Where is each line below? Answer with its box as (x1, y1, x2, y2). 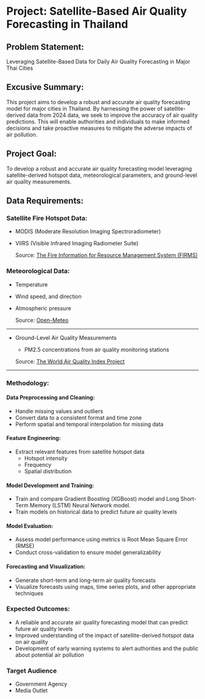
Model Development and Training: (6, 482, 95, 489)
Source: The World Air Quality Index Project (15, 357, 125, 365)
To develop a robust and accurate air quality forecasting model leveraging (6, 165, 192, 172)
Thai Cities (6, 64, 34, 72)
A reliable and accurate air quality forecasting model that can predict (15, 618, 188, 626)
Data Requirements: (6, 196, 84, 206)
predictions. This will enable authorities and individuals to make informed (6, 118, 190, 125)
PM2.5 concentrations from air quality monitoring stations (24, 346, 170, 353)
